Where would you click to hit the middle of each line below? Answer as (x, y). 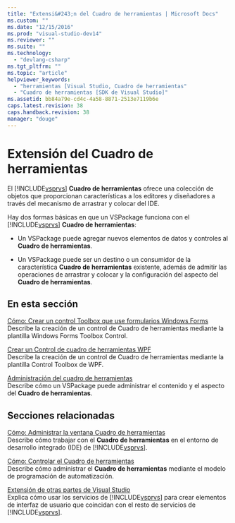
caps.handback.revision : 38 (49, 112)
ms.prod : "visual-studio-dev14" (55, 34)
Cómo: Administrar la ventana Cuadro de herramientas (86, 433)
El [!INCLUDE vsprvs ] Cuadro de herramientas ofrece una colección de (110, 188)
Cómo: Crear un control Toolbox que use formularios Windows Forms (108, 321)
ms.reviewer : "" (31, 40)
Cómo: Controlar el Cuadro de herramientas (71, 461)
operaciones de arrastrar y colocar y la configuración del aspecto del (118, 274)
